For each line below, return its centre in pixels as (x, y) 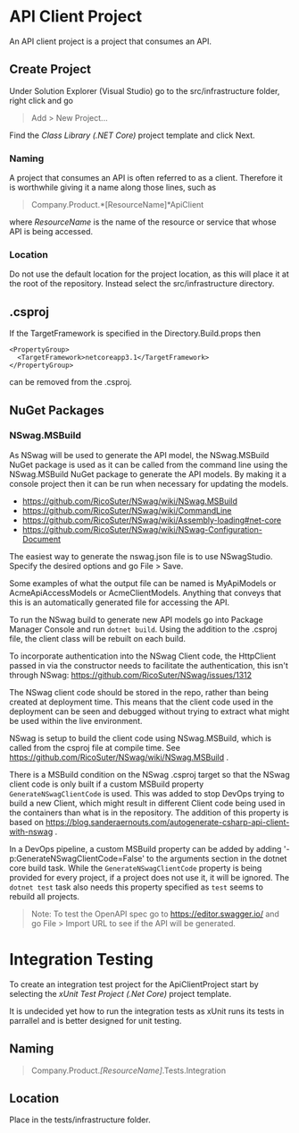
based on (27, 822)
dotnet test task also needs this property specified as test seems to (136, 887)
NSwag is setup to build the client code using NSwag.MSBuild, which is (141, 738)
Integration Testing (81, 960)
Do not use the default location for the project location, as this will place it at (149, 274)
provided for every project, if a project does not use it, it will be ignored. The (149, 877)
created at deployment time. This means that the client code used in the (141, 702)
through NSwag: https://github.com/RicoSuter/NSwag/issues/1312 (131, 675)
